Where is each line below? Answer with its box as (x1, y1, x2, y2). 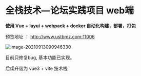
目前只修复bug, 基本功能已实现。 (5, 54, 75, 61)
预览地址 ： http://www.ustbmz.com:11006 (5, 33, 95, 40)
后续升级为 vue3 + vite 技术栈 (5, 65, 68, 71)
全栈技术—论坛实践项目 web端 (5, 5, 134, 16)
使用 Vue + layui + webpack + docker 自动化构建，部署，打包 (5, 23, 136, 29)
